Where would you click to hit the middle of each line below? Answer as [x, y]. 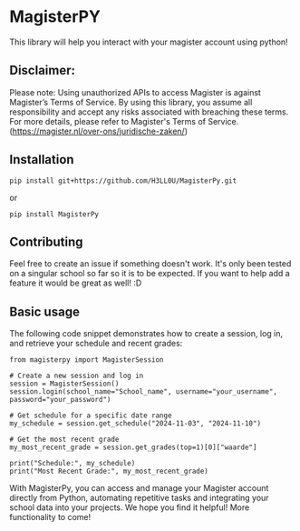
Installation [42, 160]
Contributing [46, 241]
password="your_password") [60, 400]
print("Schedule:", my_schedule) [73, 464]
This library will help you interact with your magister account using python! [149, 42]
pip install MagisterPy [54, 214]
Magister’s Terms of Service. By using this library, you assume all [131, 102]
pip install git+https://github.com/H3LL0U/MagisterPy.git [123, 180]
